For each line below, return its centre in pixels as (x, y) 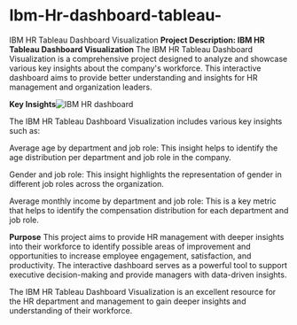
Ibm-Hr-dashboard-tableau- (115, 15)
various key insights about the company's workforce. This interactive (135, 68)
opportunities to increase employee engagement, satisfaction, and (130, 255)
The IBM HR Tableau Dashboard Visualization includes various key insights (146, 121)
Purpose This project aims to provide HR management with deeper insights (147, 236)
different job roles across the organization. (86, 183)
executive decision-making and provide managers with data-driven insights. (148, 275)
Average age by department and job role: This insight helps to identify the (144, 148)
